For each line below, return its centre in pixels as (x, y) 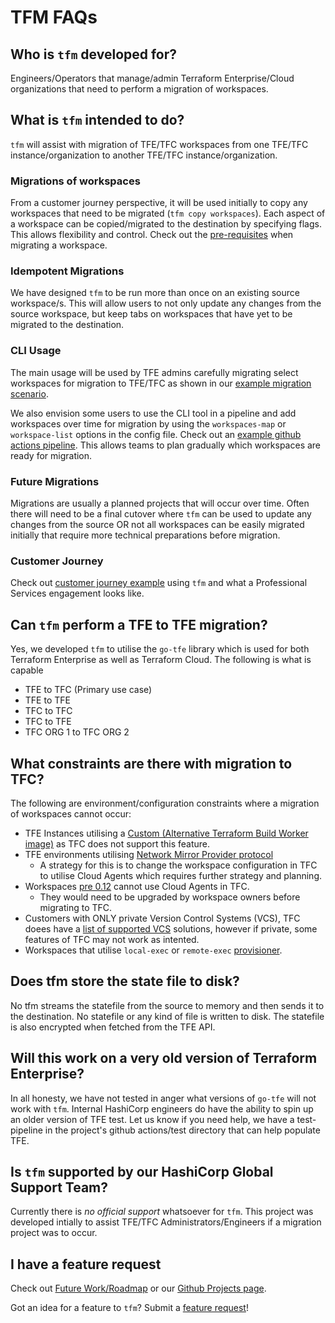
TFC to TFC (48, 711)
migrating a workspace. (59, 245)
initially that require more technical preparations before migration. (145, 535)
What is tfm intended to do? (97, 120)
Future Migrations (55, 481)
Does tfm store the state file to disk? (125, 981)
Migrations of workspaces (75, 181)
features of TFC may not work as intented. (112, 939)
